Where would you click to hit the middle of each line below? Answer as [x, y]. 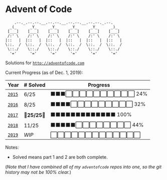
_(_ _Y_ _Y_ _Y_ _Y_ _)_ [64, 27]
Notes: [12, 147]
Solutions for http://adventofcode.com [45, 63]
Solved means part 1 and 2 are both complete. [60, 157]
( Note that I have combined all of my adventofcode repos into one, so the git [83, 166]
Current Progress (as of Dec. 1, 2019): [44, 72]
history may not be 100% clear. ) [38, 172]
